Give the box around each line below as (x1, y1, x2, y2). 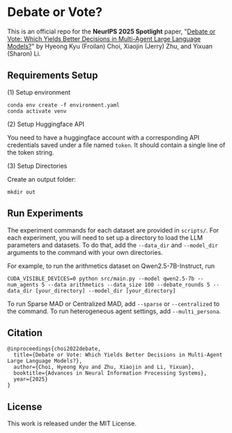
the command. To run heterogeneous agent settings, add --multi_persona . (7, 307, 222, 315)
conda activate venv (7, 107, 68, 115)
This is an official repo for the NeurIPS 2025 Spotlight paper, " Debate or (7, 27, 216, 36)
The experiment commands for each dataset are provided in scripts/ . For (7, 226, 219, 234)
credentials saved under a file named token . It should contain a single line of (7, 141, 226, 149)
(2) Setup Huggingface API (7, 120, 85, 128)
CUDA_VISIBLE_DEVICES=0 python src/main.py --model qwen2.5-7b (7, 275, 195, 282)
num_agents (7, 281, 39, 288)
